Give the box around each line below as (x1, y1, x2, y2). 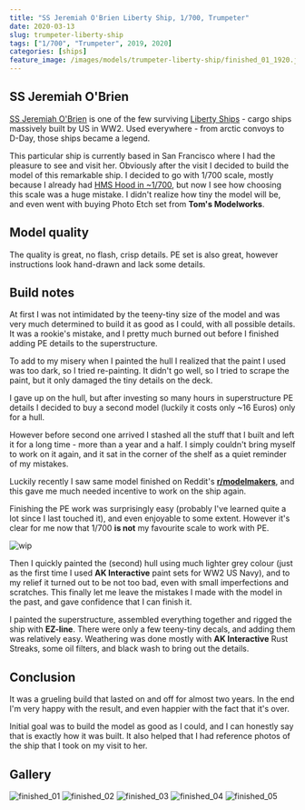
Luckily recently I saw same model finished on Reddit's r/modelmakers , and (9, 476, 295, 487)
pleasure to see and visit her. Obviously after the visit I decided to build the (9, 160, 289, 171)
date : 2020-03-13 (9, 22, 75, 31)
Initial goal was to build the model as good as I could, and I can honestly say (9, 721, 294, 732)
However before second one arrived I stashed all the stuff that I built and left (9, 429, 295, 441)
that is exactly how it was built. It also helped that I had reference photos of (9, 731, 290, 742)
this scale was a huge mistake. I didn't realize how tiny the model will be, (9, 188, 281, 200)
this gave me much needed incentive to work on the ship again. (9, 485, 247, 496)
